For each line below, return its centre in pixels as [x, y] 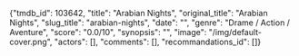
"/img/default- [235, 32]
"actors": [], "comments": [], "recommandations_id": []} [158, 42]
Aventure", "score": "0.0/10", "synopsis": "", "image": [108, 32]
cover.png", [31, 42]
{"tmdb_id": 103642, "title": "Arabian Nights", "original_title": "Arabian [139, 13]
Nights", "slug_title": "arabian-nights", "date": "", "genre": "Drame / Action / [150, 23]
